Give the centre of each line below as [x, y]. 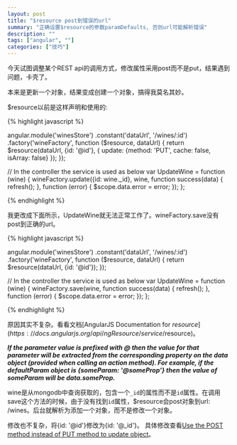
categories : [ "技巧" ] [38, 47]
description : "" [31, 34]
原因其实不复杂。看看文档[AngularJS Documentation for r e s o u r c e [103, 325]
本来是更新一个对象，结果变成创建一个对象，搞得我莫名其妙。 [98, 92]
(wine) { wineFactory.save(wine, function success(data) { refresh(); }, [109, 288]
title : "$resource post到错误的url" [59, 21]
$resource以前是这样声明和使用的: [57, 107]
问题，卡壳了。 [29, 77]
